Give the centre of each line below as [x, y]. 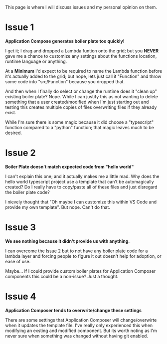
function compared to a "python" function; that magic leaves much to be [80, 127]
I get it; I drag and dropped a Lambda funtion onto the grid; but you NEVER [82, 51]
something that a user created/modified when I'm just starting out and [77, 102]
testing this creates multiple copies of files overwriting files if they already [81, 107]
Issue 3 [21, 228]
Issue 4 [21, 297]
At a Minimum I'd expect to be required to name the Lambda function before [84, 71]
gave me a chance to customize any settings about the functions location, [81, 56]
